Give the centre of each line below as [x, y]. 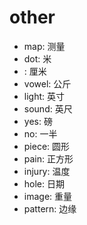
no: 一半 [40, 133]
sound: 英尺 [48, 108]
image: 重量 [48, 196]
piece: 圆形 [47, 146]
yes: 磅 [38, 121]
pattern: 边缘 [50, 208]
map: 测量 [44, 46]
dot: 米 [37, 58]
